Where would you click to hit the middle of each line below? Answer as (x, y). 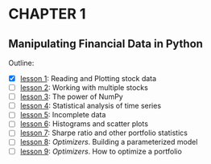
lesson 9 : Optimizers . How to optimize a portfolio (101, 151)
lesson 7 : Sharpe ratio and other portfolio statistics (103, 133)
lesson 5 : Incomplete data (63, 115)
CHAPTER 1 (47, 14)
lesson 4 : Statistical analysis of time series (91, 106)
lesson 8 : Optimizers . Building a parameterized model (109, 142)
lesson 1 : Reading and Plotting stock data (88, 78)
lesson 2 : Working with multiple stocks (84, 88)
